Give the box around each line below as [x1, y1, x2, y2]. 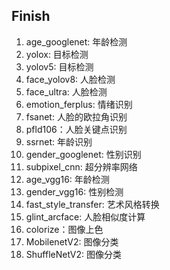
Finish [11, 8, 51, 25]
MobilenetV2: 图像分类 [25, 235, 119, 248]
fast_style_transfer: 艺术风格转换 [25, 198, 160, 210]
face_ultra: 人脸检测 [25, 85, 108, 98]
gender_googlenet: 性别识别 [25, 148, 142, 160]
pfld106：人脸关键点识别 [25, 123, 128, 135]
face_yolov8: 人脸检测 [25, 73, 116, 85]
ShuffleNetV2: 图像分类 [25, 248, 123, 260]
